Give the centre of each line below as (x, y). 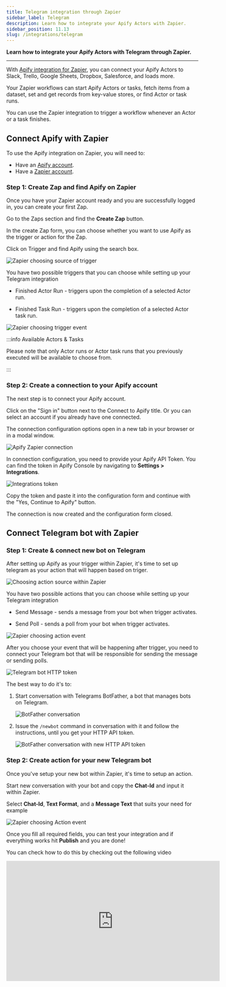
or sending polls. (27, 660)
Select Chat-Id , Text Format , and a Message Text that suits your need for (99, 804)
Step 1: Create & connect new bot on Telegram (76, 550)
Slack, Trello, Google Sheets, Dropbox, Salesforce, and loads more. (90, 76)
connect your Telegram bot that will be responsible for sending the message (102, 654)
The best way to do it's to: (39, 684)
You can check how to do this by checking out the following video (89, 852)
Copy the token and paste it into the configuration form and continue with (98, 496)
